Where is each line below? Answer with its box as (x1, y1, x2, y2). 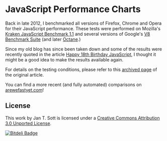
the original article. (5, 72, 44, 78)
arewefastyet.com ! (5, 87, 44, 93)
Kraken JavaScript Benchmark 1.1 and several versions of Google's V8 (5, 31, 150, 37)
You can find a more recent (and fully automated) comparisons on (5, 82, 142, 88)
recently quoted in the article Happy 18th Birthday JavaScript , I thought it (5, 51, 156, 57)
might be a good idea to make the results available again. (5, 56, 124, 62)
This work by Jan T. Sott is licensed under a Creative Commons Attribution (5, 115, 160, 121)
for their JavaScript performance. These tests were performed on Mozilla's (5, 25, 161, 31)
